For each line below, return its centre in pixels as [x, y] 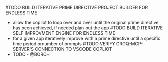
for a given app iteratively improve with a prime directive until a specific [87, 38]
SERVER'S [23, 49]
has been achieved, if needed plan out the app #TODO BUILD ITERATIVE [88, 28]
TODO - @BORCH [31, 54]
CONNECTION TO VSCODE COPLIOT [73, 49]
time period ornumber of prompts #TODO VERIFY [64, 44]
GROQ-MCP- [130, 44]
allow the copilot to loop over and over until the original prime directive [86, 22]
